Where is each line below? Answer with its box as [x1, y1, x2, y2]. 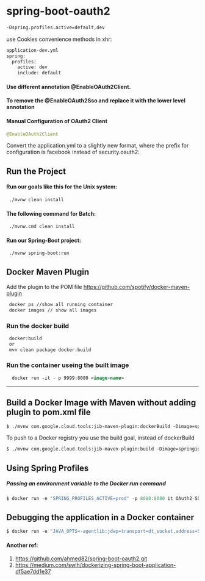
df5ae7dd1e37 [15, 568, 51, 576]
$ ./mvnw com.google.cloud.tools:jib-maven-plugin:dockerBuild [6, 423, 171, 429]
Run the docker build [6, 321, 69, 330]
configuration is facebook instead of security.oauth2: [6, 148, 140, 156]
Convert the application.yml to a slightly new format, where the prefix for [6, 142, 189, 149]
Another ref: [6, 541, 38, 549]
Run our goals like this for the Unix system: [6, 183, 118, 190]
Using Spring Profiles [6, 463, 89, 473]
